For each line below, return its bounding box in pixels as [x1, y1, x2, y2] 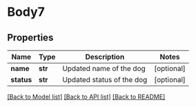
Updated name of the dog [61, 64, 146, 73]
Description [85, 52, 125, 61]
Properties [7, 32, 54, 43]
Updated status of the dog [61, 75, 148, 84]
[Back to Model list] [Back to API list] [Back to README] [7, 93, 166, 101]
